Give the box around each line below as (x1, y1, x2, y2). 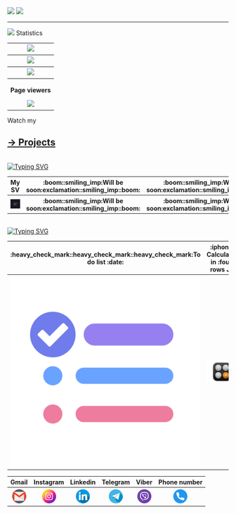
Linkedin (70, 477, 96, 486)
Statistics (15, 29, 44, 37)
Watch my (7, 116, 37, 124)
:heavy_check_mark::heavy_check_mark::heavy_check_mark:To (10, 250, 201, 259)
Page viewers (10, 86, 51, 94)
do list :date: (86, 257, 124, 266)
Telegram (101, 477, 130, 486)
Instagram (34, 477, 65, 486)
